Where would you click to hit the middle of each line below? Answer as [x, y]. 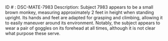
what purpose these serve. [33, 33]
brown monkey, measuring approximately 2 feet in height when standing [79, 12]
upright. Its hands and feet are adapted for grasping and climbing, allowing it [84, 18]
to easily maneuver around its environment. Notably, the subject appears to [83, 23]
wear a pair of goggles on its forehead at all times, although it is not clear [80, 28]
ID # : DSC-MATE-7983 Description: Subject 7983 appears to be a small [79, 7]
